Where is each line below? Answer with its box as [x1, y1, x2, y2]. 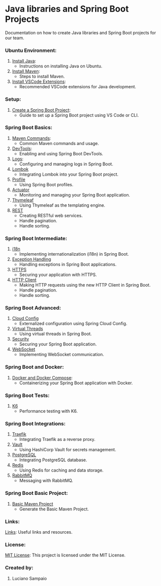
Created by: [5, 564, 33, 571]
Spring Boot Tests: [5, 392, 50, 399]
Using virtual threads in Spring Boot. [19, 331, 92, 337]
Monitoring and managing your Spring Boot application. [19, 192, 130, 197]
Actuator [12, 187, 30, 193]
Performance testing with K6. [19, 408, 78, 414]
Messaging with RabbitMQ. [19, 478, 74, 484]
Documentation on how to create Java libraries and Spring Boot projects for [5, 30, 156, 35]
